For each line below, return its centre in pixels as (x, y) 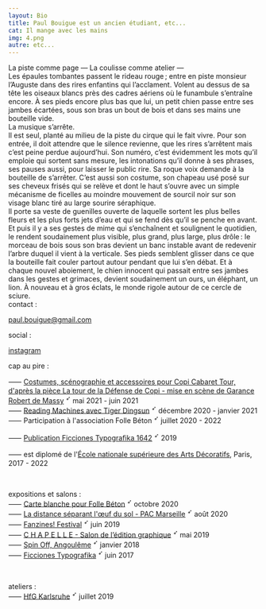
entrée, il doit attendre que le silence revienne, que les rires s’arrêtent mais (130, 144)
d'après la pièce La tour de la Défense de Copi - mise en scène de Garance (131, 391)
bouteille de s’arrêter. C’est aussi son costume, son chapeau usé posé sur (129, 178)
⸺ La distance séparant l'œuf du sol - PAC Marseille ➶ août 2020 (118, 514)
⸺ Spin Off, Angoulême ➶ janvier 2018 (74, 544)
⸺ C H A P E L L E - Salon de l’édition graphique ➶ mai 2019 (109, 533)
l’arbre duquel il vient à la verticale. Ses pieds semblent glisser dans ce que (131, 254)
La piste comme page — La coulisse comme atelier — (96, 68)
